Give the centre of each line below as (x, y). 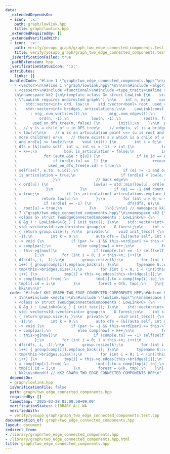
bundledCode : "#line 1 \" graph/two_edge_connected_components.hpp (81, 81)
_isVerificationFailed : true (40, 57)
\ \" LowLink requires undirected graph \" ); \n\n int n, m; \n (82, 99)
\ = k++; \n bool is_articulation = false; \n (75, 152)
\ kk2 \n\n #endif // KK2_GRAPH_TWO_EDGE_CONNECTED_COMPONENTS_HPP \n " (88, 373)
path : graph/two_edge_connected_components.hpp (61, 392)
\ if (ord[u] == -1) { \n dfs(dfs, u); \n (87, 203)
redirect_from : (21, 430)
